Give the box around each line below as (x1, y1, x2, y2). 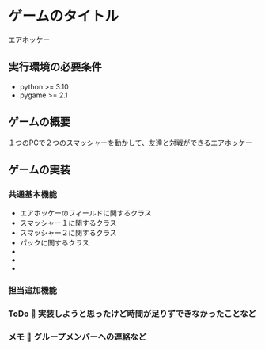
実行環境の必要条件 (8, 60, 102, 74)
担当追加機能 (8, 285, 58, 296)
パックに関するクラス (19, 238, 89, 248)
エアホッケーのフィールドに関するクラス (19, 208, 152, 218)
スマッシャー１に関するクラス (19, 219, 117, 228)
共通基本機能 (8, 188, 58, 200)
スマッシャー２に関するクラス (19, 228, 117, 238)
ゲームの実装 (8, 163, 71, 177)
